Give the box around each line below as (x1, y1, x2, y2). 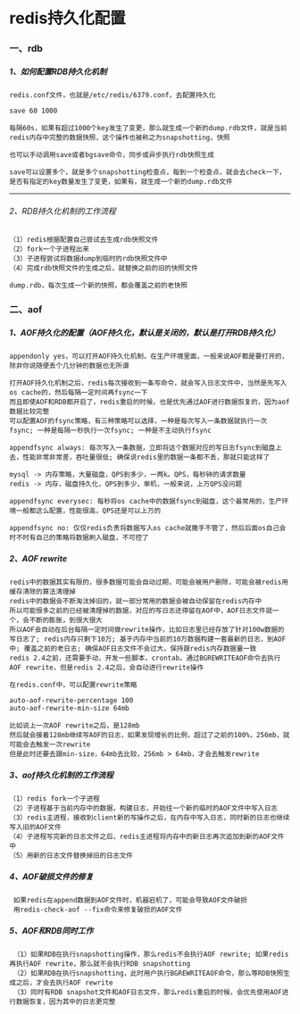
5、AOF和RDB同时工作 (9, 925, 94, 935)
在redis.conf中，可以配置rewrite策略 (9, 680, 137, 690)
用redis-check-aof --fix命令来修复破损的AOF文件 (12, 905, 183, 915)
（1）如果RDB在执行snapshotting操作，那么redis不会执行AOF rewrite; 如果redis (12, 950, 289, 960)
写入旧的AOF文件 (9, 823, 62, 832)
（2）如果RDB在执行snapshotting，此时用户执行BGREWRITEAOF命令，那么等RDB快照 (12, 969, 284, 978)
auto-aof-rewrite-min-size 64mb (9, 704, 129, 713)
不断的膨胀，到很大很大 (29, 616, 103, 625)
